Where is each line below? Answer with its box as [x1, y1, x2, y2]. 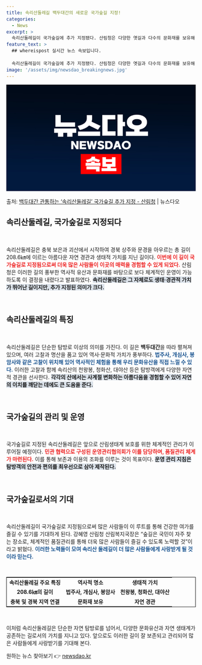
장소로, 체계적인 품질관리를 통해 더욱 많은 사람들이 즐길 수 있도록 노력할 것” [12, 538, 188, 545]
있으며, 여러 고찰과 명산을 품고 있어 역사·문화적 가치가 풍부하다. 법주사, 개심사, [6, 351, 189, 358]
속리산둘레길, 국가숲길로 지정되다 [6, 217, 122, 227]
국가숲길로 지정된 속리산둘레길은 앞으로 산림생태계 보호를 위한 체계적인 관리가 [6, 441, 188, 448]
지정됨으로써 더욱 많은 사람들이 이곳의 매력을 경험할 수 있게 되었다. [26, 261, 180, 268]
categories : [6, 16, 36, 22]
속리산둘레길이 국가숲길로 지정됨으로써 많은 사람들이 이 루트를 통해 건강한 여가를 [6, 523, 194, 530]
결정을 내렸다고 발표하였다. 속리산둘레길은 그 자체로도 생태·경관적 [28, 276, 181, 283]
